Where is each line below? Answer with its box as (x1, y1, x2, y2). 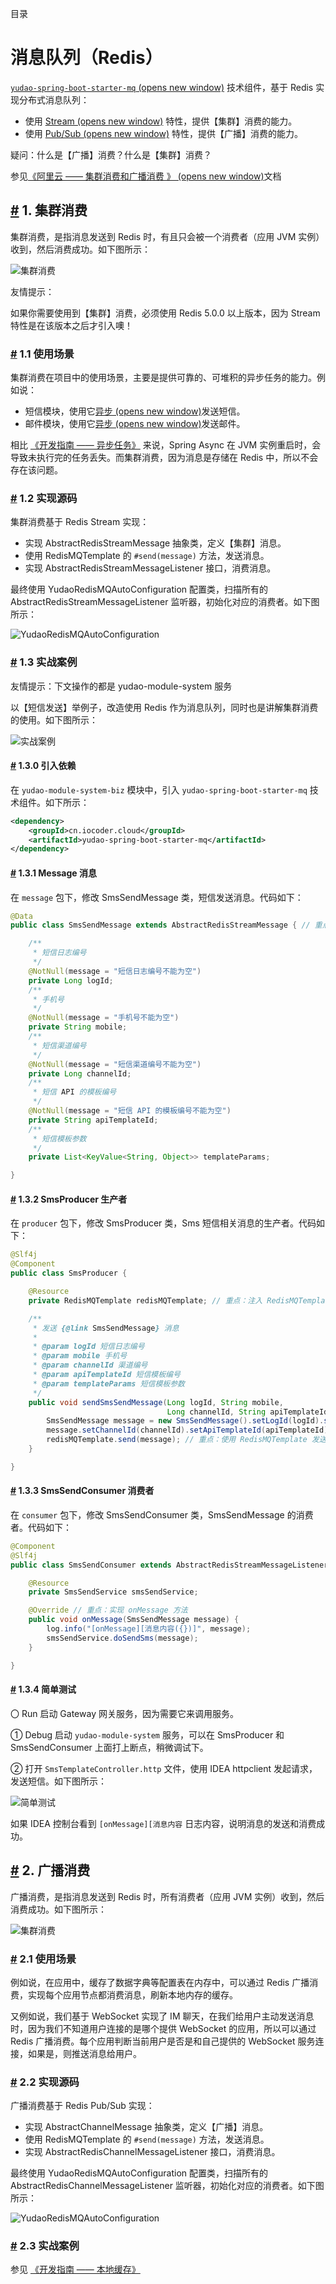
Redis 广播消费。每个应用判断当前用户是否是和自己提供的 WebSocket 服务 (10, 2035, 316, 2047)
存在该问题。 (10, 464, 63, 476)
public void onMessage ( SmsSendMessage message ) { (28, 1615, 240, 1625)
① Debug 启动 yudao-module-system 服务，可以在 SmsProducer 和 (10, 1728, 285, 1741)
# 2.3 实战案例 (10, 2239, 80, 2253)
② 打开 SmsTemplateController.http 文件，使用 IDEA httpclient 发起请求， (10, 1762, 318, 1774)
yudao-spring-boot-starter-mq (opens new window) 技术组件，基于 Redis (10, 81, 314, 93)
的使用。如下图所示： (10, 713, 98, 726)
